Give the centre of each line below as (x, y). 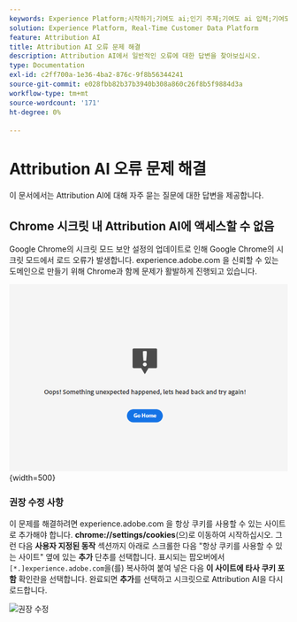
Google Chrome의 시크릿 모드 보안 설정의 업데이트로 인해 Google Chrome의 (142, 249)
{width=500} (32, 478)
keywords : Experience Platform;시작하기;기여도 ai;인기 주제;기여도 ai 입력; (141, 19)
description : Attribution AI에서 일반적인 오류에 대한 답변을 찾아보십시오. (135, 56)
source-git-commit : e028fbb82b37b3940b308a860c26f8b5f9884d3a (126, 84)
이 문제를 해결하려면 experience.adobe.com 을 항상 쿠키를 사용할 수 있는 (136, 524)
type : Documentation (47, 66)
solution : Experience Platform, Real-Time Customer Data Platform (134, 28)
